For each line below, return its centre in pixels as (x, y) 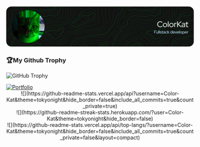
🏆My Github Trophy (36, 60)
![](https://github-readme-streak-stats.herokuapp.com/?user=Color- (100, 112)
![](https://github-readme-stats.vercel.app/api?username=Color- (100, 93)
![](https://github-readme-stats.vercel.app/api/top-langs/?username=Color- (100, 124)
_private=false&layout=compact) (100, 138)
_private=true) (100, 106)
